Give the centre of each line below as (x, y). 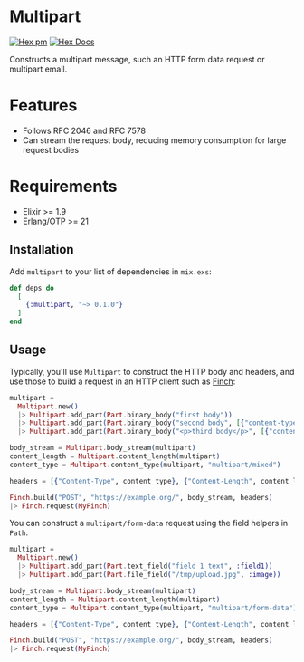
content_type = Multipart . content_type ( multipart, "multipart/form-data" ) (153, 608)
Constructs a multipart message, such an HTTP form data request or (137, 59)
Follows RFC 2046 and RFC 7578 (84, 130)
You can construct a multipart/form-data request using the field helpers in (149, 523)
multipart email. (38, 69)
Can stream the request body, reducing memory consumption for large (154, 140)
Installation (42, 249)
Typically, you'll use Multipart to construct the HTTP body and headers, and (152, 371)
